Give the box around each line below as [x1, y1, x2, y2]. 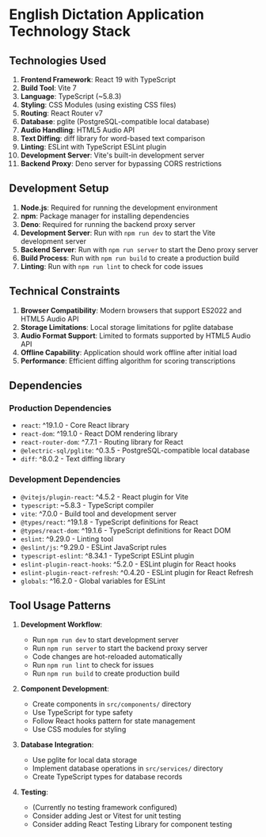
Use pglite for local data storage [32, 756, 138, 765]
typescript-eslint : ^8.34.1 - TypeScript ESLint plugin [20, 551, 195, 560]
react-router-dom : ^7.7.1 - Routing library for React [20, 437, 184, 447]
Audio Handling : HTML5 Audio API [20, 125, 135, 134]
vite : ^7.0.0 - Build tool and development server [20, 509, 177, 518]
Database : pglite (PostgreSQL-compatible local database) [20, 117, 210, 126]
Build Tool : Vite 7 [20, 83, 78, 93]
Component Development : [20, 684, 110, 694]
